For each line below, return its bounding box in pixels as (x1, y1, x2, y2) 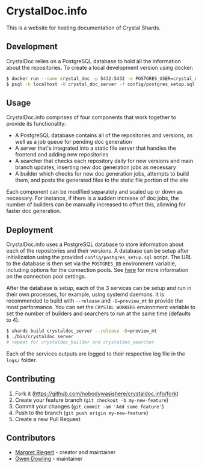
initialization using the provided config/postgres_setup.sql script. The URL (6, 254, 192, 261)
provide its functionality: (6, 120, 66, 128)
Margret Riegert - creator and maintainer (14, 449, 116, 456)
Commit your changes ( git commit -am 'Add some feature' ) (14, 402, 164, 410)
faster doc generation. (6, 208, 61, 215)
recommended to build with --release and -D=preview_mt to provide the (6, 297, 183, 304)
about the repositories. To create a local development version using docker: (6, 64, 194, 71)
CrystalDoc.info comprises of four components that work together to (6, 114, 176, 121)
